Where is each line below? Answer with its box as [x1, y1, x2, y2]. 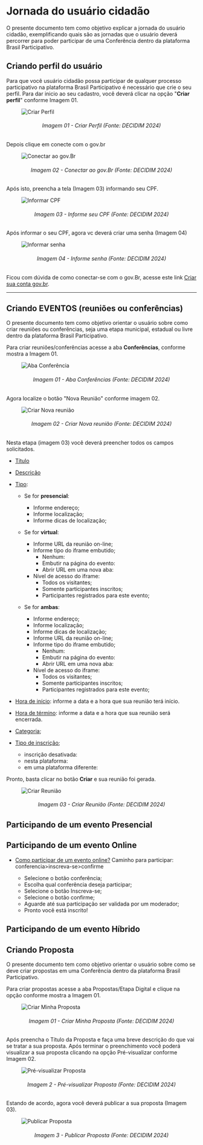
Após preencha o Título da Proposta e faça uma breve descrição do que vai [6, 1036, 195, 1043]
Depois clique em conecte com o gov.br [6, 140, 106, 148]
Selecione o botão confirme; [24, 893, 95, 901]
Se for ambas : [24, 603, 60, 610]
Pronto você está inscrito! [24, 906, 88, 914]
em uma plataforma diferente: [24, 763, 98, 771]
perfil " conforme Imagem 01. [6, 96, 79, 103]
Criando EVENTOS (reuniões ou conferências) [6, 303, 183, 313]
